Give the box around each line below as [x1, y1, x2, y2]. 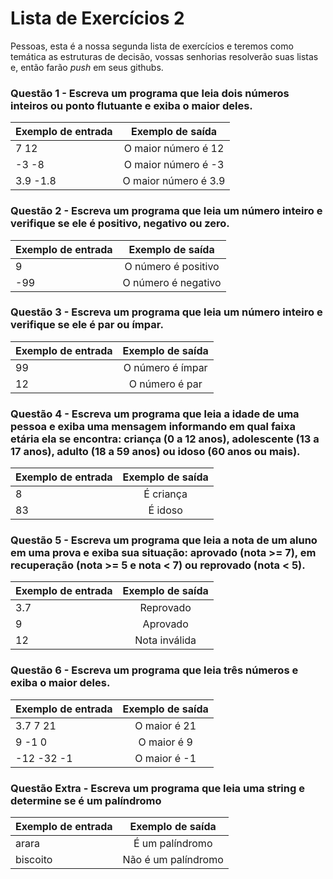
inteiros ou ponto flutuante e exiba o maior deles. [10, 98, 253, 112]
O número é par [128, 377, 203, 391]
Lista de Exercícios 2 [10, 7, 185, 30]
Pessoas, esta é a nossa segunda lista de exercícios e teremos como [10, 40, 294, 52]
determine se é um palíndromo [10, 793, 162, 807]
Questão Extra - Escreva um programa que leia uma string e [10, 781, 305, 795]
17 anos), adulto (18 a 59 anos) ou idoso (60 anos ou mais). [10, 444, 301, 458]
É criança [143, 487, 188, 501]
